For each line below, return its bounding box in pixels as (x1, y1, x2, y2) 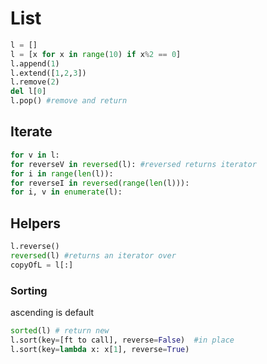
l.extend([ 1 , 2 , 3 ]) (10, 68, 87, 78)
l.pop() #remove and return (10, 96, 128, 106)
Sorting (10, 283, 48, 297)
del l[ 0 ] (10, 87, 47, 97)
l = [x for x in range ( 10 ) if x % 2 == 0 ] (10, 49, 182, 59)
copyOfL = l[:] (10, 260, 74, 270)
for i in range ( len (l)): (10, 168, 114, 179)
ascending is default (10, 306, 95, 318)
